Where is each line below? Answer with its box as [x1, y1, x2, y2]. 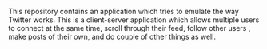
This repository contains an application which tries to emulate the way [8, 7, 240, 16]
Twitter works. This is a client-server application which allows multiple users [8, 15, 260, 24]
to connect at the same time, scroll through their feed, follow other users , [8, 24, 251, 32]
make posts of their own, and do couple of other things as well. [8, 32, 216, 41]
